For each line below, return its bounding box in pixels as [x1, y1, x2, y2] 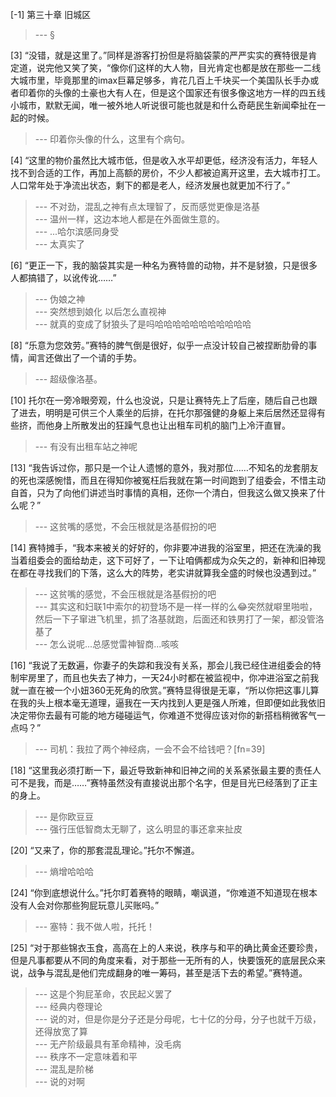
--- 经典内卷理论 [34, 1001, 103, 1012]
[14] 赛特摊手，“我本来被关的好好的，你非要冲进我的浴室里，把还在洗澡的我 [10, 542, 322, 553]
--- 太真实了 [34, 238, 86, 250]
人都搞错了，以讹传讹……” [10, 272, 117, 283]
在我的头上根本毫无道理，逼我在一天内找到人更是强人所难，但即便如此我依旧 [10, 697, 326, 708]
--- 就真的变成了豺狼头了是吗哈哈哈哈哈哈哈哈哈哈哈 [34, 318, 252, 330]
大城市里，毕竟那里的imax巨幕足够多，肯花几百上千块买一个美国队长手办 [10, 74, 311, 86]
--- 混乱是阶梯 [34, 1063, 95, 1075]
